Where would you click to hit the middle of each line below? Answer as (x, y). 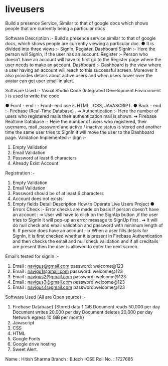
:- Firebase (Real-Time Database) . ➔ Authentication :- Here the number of (82, 111)
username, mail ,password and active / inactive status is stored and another (83, 127)
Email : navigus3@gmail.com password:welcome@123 (69, 282)
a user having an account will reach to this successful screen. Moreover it (81, 70)
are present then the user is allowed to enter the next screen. (75, 246)
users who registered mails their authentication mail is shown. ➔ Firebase (81, 116)
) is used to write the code (32, 96)
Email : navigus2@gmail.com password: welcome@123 (69, 276)
